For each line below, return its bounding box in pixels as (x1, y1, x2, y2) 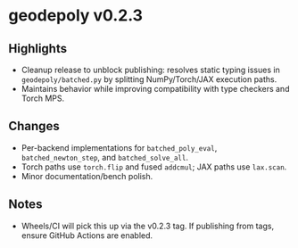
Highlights (8, 41, 68, 56)
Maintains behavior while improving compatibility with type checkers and (21, 84, 290, 94)
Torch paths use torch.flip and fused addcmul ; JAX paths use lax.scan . (21, 161, 287, 172)
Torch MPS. (21, 93, 64, 103)
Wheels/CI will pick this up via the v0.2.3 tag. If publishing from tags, (21, 220, 274, 231)
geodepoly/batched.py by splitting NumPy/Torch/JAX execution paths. (21, 74, 277, 85)
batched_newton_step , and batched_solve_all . (21, 152, 189, 162)
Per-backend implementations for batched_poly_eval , (21, 142, 218, 153)
